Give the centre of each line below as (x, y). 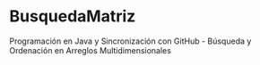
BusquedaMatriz (73, 16)
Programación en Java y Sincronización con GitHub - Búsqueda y (130, 41)
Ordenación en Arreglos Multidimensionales (91, 50)
